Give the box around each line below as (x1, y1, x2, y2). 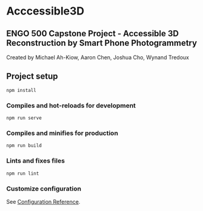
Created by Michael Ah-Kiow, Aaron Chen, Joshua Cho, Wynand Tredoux (6, 54, 190, 61)
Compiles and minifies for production (6, 129, 118, 137)
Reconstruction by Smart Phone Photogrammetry (6, 37, 198, 48)
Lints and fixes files (6, 157, 65, 165)
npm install (6, 87, 36, 93)
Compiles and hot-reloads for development (6, 101, 136, 109)
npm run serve (6, 115, 42, 122)
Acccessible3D (6, 4, 85, 18)
